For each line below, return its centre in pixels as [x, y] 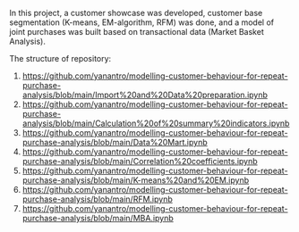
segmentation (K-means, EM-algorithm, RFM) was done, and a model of [142, 22]
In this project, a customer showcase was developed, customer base [136, 13]
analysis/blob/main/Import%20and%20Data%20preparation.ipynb [145, 95]
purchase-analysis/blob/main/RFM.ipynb [97, 199]
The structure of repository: [60, 58]
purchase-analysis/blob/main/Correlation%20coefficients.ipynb [140, 161]
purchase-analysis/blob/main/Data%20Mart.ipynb [115, 142]
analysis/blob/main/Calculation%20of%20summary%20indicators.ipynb [156, 123]
